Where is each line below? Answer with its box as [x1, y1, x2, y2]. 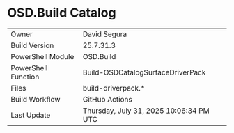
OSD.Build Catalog [7, 5, 116, 21]
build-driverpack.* [82, 83, 146, 93]
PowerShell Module [10, 52, 75, 61]
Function [10, 72, 40, 81]
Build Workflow [10, 94, 61, 104]
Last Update [10, 110, 51, 120]
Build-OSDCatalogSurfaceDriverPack [82, 68, 206, 77]
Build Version [10, 40, 54, 50]
